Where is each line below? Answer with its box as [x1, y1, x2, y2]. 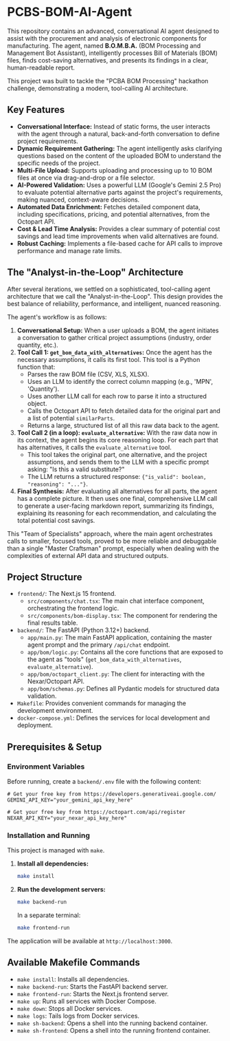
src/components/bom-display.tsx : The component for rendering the [27, 612, 218, 620]
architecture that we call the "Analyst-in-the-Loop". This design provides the [7, 292, 223, 300]
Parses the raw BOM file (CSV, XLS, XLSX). [27, 369, 150, 378]
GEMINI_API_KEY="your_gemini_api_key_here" [7, 797, 134, 804]
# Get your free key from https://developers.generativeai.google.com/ [7, 791, 216, 798]
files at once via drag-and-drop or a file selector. [16, 173, 155, 182]
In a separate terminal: [16, 911, 81, 919]
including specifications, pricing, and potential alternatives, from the [16, 210, 210, 218]
